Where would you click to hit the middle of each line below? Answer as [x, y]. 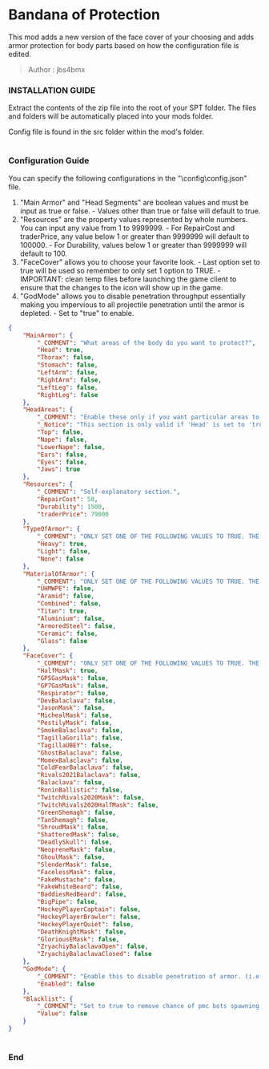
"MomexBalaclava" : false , [80, 760]
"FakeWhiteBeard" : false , [80, 887]
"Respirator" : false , [73, 693]
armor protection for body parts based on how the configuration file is [124, 45]
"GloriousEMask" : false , [78, 939]
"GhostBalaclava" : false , [80, 753]
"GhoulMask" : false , [71, 857]
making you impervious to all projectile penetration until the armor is [132, 304]
